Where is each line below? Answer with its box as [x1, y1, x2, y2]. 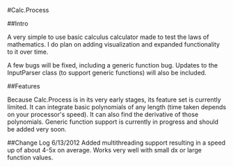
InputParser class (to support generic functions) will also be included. [7, 69, 207, 77]
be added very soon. [7, 125, 67, 133]
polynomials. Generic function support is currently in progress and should [7, 118, 219, 126]
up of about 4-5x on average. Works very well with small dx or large [7, 146, 202, 154]
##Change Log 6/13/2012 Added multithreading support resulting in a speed [7, 138, 226, 147]
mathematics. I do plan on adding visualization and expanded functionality [7, 40, 220, 48]
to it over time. [7, 48, 49, 56]
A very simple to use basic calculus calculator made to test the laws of [7, 33, 209, 41]
